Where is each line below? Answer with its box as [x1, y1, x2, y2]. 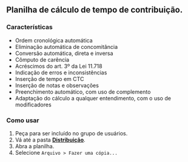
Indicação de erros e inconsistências [15, 69, 107, 76]
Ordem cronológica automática [15, 36, 93, 44]
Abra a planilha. [15, 142, 55, 150]
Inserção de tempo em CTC [15, 75, 84, 82]
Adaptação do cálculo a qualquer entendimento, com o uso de [15, 94, 172, 102]
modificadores [15, 101, 52, 108]
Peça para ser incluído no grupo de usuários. [15, 129, 128, 137]
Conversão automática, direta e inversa [15, 50, 113, 57]
